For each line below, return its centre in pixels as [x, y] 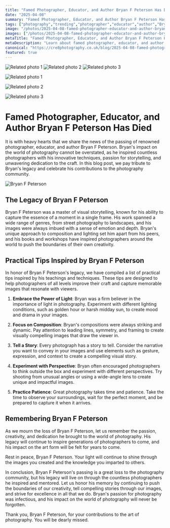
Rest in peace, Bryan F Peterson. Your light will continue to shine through [81, 457]
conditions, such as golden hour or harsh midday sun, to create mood [85, 310]
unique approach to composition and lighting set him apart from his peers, [83, 234]
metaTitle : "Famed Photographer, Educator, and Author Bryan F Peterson [83, 39]
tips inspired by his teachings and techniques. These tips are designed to [81, 278]
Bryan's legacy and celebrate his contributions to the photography [74, 169]
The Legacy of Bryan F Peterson [57, 200]
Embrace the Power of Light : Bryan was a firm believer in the [76, 299]
